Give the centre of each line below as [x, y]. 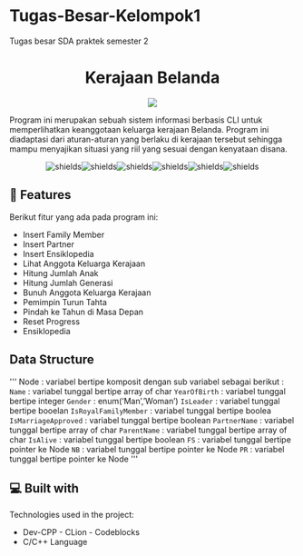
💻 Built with [44, 488]
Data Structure [52, 360]
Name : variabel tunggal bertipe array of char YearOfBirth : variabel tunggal [147, 391]
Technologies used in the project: [72, 515]
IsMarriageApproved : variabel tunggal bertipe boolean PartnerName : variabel [152, 420]
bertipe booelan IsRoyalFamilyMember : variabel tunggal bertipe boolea [141, 411]
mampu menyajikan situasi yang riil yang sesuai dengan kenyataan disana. [148, 149]
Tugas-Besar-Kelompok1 [105, 16]
